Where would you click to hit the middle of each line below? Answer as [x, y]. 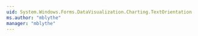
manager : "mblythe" [31, 23]
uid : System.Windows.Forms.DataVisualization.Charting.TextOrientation [99, 12]
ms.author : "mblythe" [34, 18]
